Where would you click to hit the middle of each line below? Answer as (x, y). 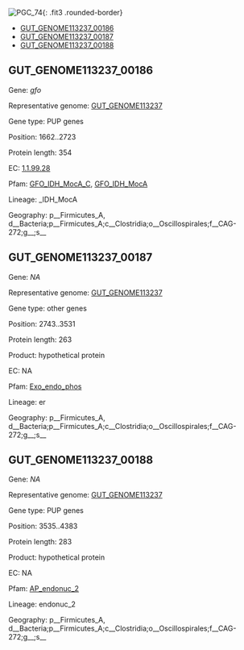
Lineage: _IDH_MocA (43, 199)
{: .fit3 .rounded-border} (83, 12)
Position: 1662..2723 (42, 136)
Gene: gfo (25, 90)
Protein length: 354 (40, 152)
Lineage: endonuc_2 (42, 604)
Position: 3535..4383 (43, 526)
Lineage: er (27, 402)
